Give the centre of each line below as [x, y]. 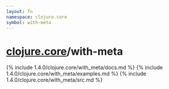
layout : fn [19, 11]
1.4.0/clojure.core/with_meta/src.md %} [54, 80]
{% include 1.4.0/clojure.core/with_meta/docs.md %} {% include [84, 67]
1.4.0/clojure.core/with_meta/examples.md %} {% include [76, 74]
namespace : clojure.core [37, 17]
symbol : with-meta [29, 22]
